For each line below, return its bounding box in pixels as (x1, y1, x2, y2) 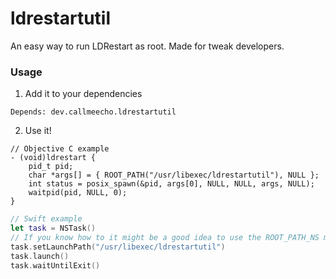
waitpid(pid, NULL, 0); (28, 188, 128, 198)
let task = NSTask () (10, 223, 97, 234)
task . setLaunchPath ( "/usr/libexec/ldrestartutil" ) (10, 242, 226, 252)
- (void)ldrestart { (10, 153, 97, 163)
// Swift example (10, 214, 83, 224)
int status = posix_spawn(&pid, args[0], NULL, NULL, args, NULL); (28, 179, 315, 189)
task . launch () (10, 251, 70, 261)
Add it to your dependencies (24, 88, 143, 100)
